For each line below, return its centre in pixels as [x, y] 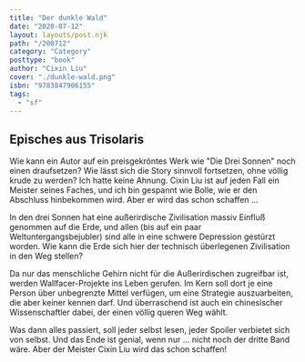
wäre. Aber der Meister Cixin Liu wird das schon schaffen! [118, 349]
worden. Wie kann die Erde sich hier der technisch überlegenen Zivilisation [150, 246]
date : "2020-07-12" [46, 26]
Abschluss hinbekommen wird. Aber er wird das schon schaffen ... [134, 200]
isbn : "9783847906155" [52, 85]
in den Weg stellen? [46, 256]
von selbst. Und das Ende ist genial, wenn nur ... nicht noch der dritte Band [150, 340]
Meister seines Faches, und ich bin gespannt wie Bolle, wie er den [133, 190]
